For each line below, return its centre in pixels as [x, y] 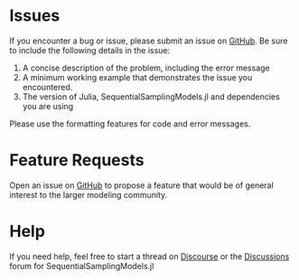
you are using [48, 106]
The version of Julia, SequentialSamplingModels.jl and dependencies [151, 97]
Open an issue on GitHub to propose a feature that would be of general [141, 185]
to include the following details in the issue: [90, 50]
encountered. [47, 87]
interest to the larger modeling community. [89, 194]
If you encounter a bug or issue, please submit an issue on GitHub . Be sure [149, 41]
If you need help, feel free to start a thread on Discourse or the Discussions [149, 256]
